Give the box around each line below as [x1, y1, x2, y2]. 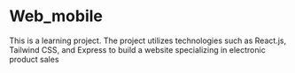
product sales [9, 54, 59, 64]
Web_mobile [9, 6, 104, 26]
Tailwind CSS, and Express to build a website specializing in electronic [9, 44, 266, 55]
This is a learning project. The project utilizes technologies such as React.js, [9, 35, 286, 46]
